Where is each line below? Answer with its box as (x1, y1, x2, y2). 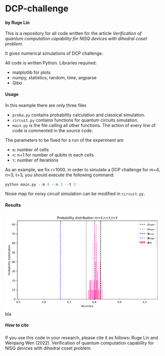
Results (5, 202, 21, 208)
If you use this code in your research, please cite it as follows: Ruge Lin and (5, 334, 159, 340)
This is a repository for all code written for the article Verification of (5, 31, 142, 36)
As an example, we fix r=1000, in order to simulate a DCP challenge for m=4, (5, 166, 160, 172)
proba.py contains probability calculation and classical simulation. (12, 112, 146, 118)
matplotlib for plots (12, 69, 51, 75)
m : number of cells (12, 146, 49, 153)
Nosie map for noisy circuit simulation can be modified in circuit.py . (5, 191, 145, 197)
